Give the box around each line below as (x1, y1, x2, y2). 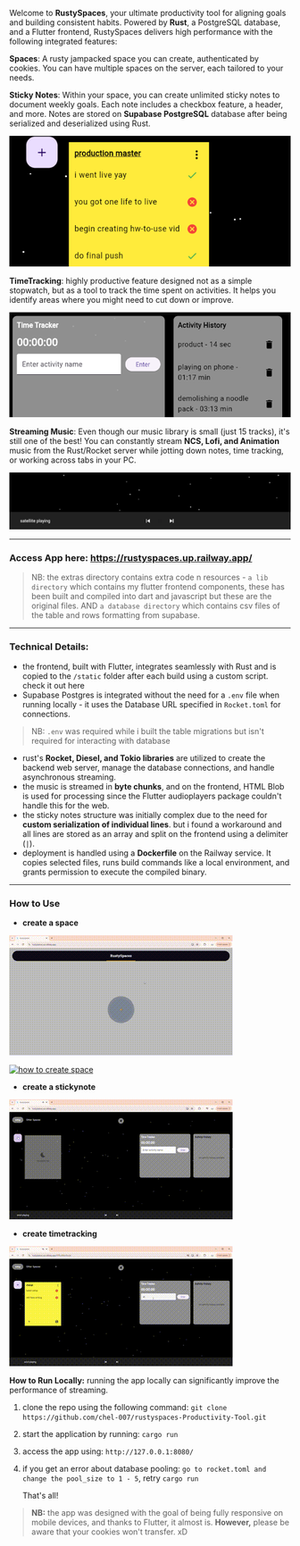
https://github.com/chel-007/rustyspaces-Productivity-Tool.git (21, 1413, 267, 1423)
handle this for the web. (21, 799, 110, 811)
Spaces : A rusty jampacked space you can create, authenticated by (9, 54, 259, 63)
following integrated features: (9, 36, 118, 46)
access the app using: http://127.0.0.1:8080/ (21, 1446, 194, 1457)
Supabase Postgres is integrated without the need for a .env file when (21, 689, 279, 700)
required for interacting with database (30, 735, 171, 746)
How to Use (9, 897, 61, 909)
